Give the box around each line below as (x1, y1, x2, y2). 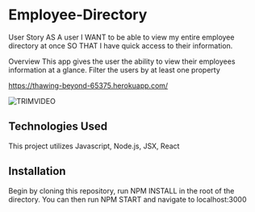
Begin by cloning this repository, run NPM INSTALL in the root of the (8, 185, 235, 195)
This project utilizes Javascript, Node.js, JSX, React (8, 141, 180, 151)
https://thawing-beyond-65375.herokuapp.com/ (8, 81, 169, 90)
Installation (8, 164, 66, 178)
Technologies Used (8, 119, 107, 134)
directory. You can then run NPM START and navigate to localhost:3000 (8, 194, 248, 204)
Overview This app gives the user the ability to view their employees (8, 56, 236, 66)
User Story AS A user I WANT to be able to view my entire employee (8, 32, 235, 42)
